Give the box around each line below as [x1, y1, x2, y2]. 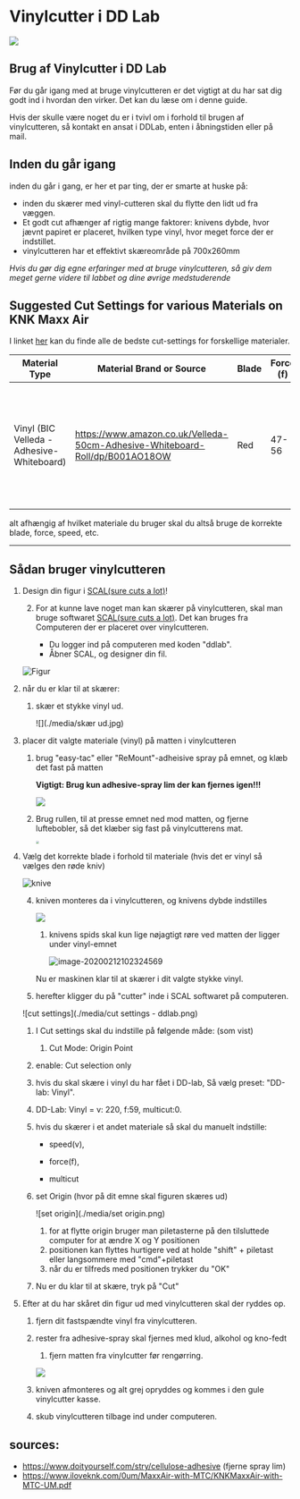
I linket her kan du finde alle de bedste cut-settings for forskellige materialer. [9, 335, 290, 346]
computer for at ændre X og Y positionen [48, 1235, 200, 1246]
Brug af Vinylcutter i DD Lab [9, 61, 167, 77]
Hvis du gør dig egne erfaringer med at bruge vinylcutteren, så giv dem [9, 262, 272, 274]
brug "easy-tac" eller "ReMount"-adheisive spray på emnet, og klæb [35, 753, 288, 764]
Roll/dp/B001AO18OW [74, 450, 171, 462]
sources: [9, 1437, 60, 1452]
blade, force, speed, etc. [9, 528, 100, 538]
